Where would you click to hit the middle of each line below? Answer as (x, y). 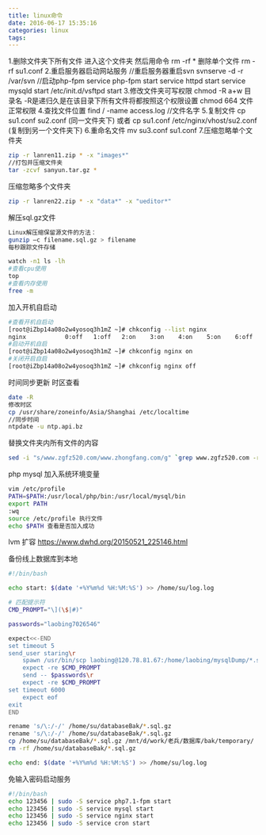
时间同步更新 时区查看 (44, 382)
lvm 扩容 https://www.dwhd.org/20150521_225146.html (98, 542)
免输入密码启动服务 (40, 779)
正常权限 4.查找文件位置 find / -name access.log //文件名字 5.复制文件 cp (127, 111)
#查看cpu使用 (27, 269)
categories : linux (38, 30)
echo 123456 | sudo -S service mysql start (81, 809)
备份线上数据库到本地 (43, 559)
